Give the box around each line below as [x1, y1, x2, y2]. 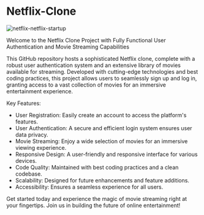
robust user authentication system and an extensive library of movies [6, 61, 181, 69]
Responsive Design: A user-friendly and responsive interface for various [15, 150, 198, 158]
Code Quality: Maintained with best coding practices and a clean [15, 163, 179, 171]
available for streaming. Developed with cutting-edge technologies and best [6, 68, 198, 75]
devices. [15, 157, 37, 164]
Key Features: [6, 100, 41, 107]
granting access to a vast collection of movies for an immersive [6, 81, 167, 88]
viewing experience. [15, 144, 67, 151]
